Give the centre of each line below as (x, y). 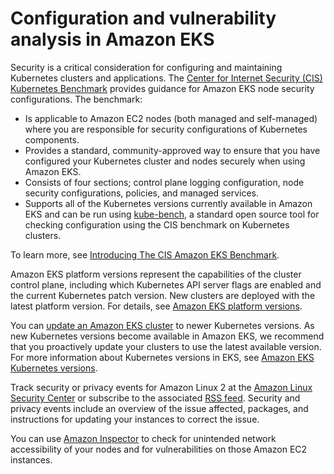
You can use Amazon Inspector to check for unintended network (143, 438)
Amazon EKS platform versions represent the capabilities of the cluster (156, 274)
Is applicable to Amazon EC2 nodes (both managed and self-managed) (171, 118)
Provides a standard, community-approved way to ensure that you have (172, 150)
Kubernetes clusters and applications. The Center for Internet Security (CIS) (166, 78)
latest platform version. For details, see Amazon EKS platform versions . (156, 306)
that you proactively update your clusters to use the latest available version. (166, 346)
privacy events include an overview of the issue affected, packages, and (159, 408)
